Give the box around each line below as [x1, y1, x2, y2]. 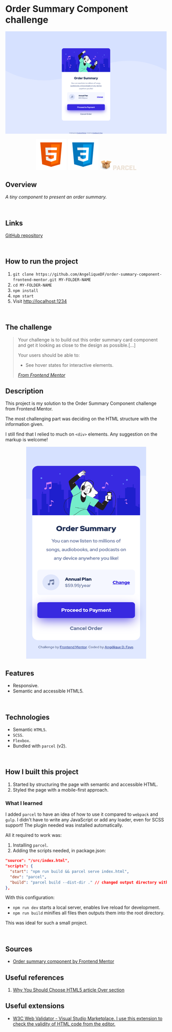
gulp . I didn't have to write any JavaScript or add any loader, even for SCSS [5, 817, 164, 823]
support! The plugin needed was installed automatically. [5, 822, 123, 829]
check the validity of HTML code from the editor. [12, 1021, 116, 1027]
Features [5, 669, 34, 678]
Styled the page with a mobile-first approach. [12, 786, 109, 793]
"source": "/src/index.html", [5, 858, 70, 864]
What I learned [5, 799, 42, 806]
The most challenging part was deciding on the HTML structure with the [5, 416, 157, 422]
